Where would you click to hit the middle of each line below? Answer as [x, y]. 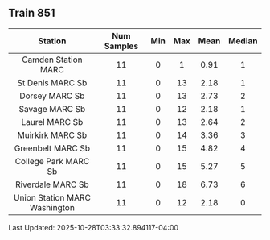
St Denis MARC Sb [52, 82]
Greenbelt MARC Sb [52, 148]
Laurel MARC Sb [52, 122]
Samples [121, 46]
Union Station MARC [52, 197]
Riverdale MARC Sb [53, 184]
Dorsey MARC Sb [52, 96]
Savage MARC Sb [52, 109]
